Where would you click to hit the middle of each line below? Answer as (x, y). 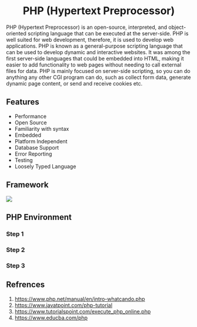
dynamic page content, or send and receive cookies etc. (74, 83)
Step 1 (15, 234)
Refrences (26, 285)
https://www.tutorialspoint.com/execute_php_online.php (83, 311)
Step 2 (16, 250)
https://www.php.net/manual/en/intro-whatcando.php (80, 299)
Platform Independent (41, 141)
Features (23, 102)
